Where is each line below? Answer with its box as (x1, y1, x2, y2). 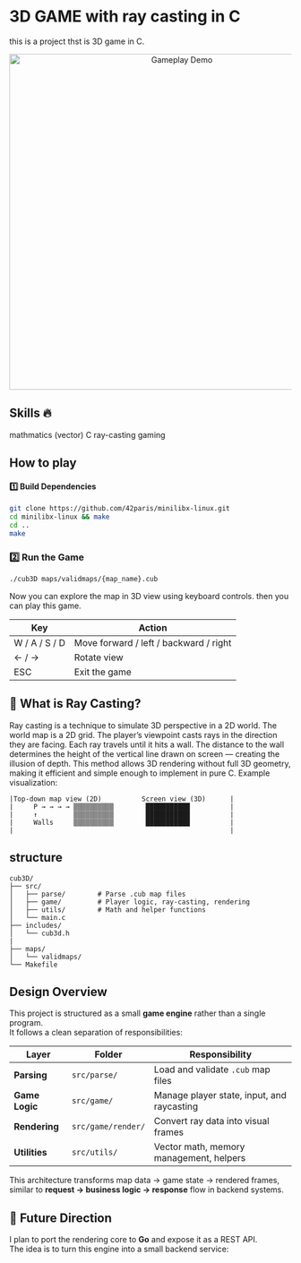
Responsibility (189, 1048, 253, 1061)
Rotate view (73, 651, 124, 664)
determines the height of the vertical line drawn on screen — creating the (9, 748, 280, 759)
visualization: (9, 777, 58, 787)
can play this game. (9, 600, 82, 611)
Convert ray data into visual (153, 1115, 271, 1128)
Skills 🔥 (9, 406, 52, 421)
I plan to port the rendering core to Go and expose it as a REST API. (9, 1234, 258, 1245)
